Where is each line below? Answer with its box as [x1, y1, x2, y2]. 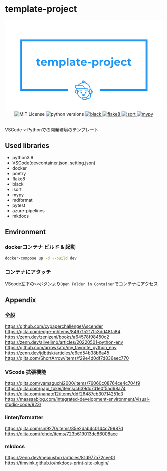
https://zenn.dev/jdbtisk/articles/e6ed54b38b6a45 [5, 350, 110, 356]
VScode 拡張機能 [5, 368, 46, 375]
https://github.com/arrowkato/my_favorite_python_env [5, 344, 117, 350]
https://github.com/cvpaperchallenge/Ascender [5, 323, 103, 329]
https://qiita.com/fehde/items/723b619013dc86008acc [5, 431, 118, 437]
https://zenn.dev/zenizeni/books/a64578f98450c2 [5, 334, 110, 340]
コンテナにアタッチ [5, 268, 51, 275]
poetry [12, 171, 26, 177]
